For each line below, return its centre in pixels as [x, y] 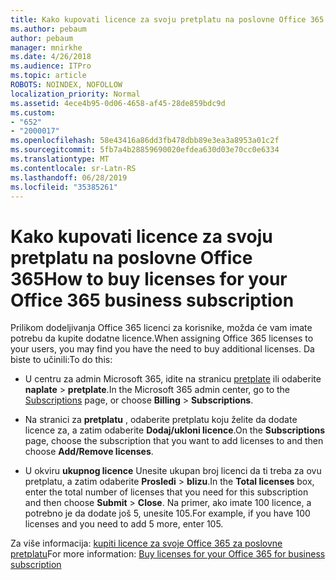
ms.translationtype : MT [60, 159]
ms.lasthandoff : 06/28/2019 [69, 177]
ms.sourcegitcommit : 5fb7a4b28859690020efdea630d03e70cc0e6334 [145, 150]
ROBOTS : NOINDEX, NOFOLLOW [66, 85]
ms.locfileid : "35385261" [64, 187]
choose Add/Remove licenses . [89, 452]
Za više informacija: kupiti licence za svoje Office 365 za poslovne [146, 543]
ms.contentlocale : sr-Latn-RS [73, 168]
